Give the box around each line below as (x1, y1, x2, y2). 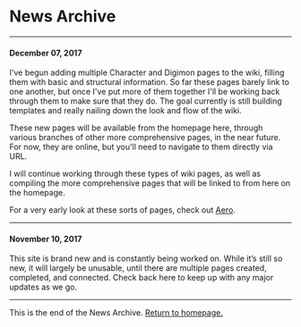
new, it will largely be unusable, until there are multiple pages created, (9, 263, 267, 273)
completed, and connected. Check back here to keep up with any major (9, 272, 274, 283)
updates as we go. (9, 281, 78, 292)
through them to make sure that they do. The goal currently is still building (9, 96, 282, 106)
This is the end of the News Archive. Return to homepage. (9, 307, 224, 318)
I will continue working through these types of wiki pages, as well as (9, 168, 262, 180)
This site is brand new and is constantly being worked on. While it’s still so (9, 253, 283, 264)
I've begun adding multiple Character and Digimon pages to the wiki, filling (9, 67, 285, 78)
